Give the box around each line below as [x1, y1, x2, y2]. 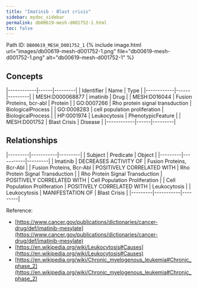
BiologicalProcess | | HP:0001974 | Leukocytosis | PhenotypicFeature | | [6, 112, 181, 119]
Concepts [6, 71, 43, 81]
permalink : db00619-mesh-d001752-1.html [6, 20, 108, 25]
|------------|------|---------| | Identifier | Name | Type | [6, 87, 143, 94]
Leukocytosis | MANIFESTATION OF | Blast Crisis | [6, 189, 128, 196]
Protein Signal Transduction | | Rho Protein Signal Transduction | [6, 170, 163, 177]
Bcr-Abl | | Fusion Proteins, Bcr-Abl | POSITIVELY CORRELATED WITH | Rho [6, 164, 190, 171]
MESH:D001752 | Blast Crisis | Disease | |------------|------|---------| [6, 119, 176, 126]
